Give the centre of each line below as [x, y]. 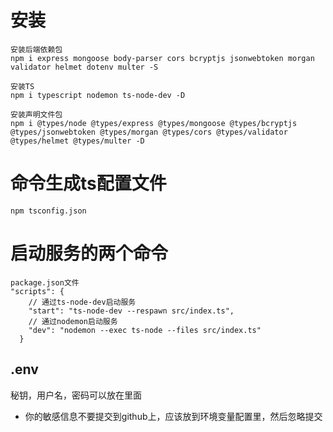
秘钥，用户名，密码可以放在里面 [76, 395]
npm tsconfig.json [48, 211]
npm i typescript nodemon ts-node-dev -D [98, 95]
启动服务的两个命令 [89, 253]
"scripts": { [37, 291]
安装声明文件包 [36, 114]
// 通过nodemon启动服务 [73, 321]
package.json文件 [45, 282]
